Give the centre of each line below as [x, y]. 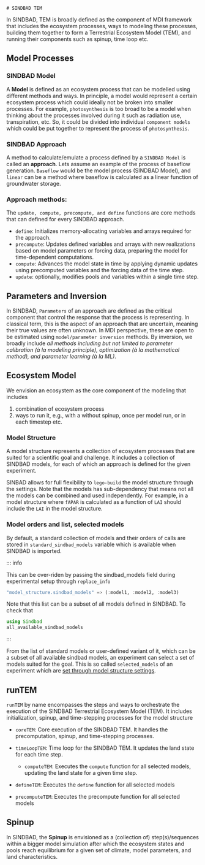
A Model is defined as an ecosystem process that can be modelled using [99, 89]
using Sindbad [24, 622]
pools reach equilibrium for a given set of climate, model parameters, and [99, 850]
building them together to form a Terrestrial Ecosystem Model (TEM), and [99, 32]
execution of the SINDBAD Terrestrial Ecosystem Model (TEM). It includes [99, 711]
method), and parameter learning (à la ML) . [61, 356]
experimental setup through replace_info [58, 581]
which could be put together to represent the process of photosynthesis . [98, 128]
